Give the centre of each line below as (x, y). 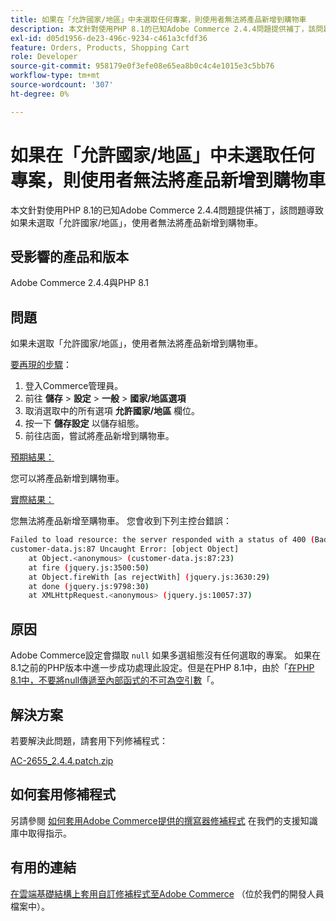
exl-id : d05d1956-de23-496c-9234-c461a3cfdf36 (109, 38)
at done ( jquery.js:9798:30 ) (89, 586)
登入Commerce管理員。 (74, 386)
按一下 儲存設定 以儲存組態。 (84, 423)
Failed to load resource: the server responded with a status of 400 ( (162, 540)
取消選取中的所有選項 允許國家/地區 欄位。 (112, 411)
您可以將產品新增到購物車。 (67, 478)
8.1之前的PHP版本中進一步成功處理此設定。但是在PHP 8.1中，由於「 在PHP (162, 668)
